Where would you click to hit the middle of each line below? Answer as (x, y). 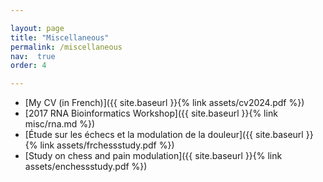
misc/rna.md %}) (60, 124)
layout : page (37, 28)
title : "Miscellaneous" (60, 37)
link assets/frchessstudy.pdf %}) (107, 145)
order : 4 (28, 66)
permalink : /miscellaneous (66, 47)
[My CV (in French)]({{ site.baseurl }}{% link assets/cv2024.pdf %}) (164, 103)
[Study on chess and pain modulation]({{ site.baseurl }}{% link (153, 156)
